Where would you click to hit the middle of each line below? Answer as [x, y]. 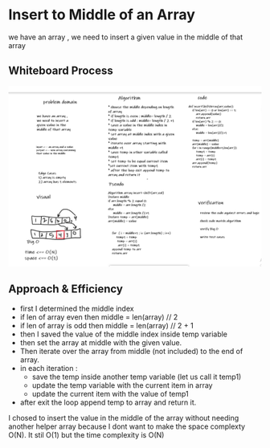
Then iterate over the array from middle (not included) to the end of [131, 351]
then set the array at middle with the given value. [101, 342]
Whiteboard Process [61, 71]
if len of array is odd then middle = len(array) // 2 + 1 [107, 325]
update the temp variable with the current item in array [122, 385]
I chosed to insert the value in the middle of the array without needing [124, 417]
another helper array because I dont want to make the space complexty [127, 426]
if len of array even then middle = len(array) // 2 [99, 317]
